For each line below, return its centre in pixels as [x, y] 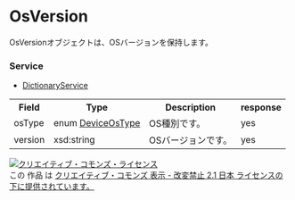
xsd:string [74, 140]
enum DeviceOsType [97, 123]
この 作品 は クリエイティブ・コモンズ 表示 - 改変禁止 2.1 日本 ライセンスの [146, 175]
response [261, 107]
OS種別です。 [177, 124]
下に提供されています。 [52, 187]
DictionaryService [55, 86]
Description [190, 107]
